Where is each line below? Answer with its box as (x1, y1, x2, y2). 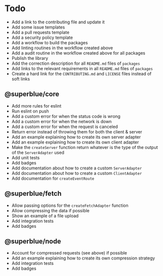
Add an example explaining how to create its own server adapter (11, 134, 141, 140)
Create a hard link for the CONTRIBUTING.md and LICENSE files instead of (11, 71, 152, 76)
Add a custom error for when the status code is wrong (11, 113, 121, 119)
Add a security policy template (11, 35, 73, 40)
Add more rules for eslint (11, 103, 62, 109)
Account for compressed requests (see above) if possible (11, 250, 127, 256)
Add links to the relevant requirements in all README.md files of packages (11, 65, 153, 71)
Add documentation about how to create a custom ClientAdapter (11, 170, 142, 176)
